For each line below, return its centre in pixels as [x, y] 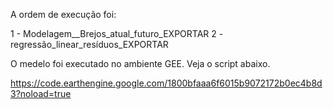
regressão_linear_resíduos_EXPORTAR [89, 44]
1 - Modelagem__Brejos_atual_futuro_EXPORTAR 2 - [117, 33]
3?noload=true [41, 93]
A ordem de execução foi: [63, 14]
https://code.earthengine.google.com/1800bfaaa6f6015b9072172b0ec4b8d [166, 83]
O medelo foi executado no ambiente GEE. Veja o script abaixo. [140, 63]
